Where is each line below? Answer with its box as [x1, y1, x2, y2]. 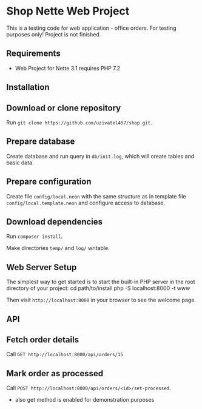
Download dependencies [6, 217, 103, 227]
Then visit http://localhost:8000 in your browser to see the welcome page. [6, 296, 196, 304]
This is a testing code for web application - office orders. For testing [6, 24, 177, 32]
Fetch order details [6, 334, 79, 345]
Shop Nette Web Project [6, 4, 130, 18]
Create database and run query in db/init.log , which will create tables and [6, 152, 195, 160]
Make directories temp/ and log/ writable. [6, 245, 110, 252]
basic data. [6, 159, 35, 166]
